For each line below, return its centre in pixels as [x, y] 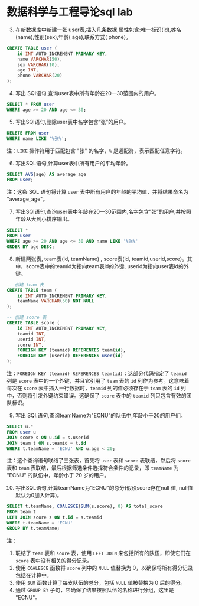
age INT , [28, 70]
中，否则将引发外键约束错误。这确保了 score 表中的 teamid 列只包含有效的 [97, 396]
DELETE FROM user [28, 133]
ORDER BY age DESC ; [31, 247]
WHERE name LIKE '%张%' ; [37, 139]
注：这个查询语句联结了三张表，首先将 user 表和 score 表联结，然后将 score [99, 461]
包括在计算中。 [33, 575]
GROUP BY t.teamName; [33, 528]
